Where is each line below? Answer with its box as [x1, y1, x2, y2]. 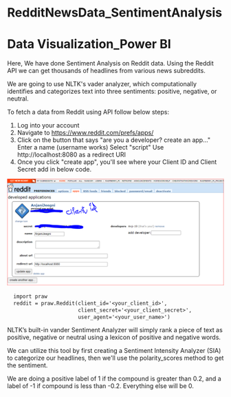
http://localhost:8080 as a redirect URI [16, 150, 126, 159]
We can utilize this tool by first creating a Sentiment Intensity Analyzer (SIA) [7, 347, 221, 355]
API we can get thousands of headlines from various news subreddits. [7, 67, 206, 75]
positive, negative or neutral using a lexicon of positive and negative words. [7, 333, 221, 342]
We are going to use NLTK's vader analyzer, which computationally [7, 80, 197, 88]
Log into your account [16, 121, 80, 130]
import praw [13, 293, 48, 301]
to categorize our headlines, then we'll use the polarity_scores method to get [7, 354, 224, 363]
